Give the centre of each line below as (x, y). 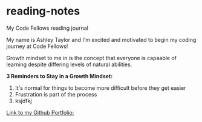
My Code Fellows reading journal (47, 28)
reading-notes (43, 11)
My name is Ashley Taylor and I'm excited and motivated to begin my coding (101, 39)
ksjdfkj (23, 101)
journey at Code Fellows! (37, 46)
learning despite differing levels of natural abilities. (69, 64)
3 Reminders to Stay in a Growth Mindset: (60, 76)
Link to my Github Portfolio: (40, 112)
